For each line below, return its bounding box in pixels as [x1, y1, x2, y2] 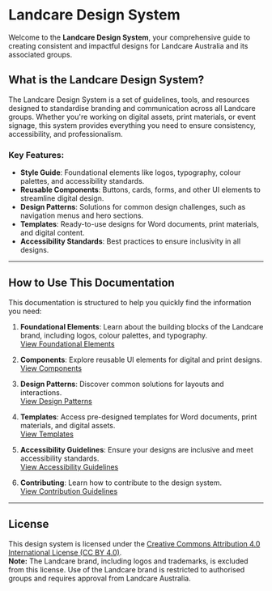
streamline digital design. [19, 193, 104, 203]
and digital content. [19, 228, 85, 238]
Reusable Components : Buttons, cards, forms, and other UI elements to [19, 185, 261, 195]
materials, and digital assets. [19, 420, 116, 430]
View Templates [19, 429, 74, 439]
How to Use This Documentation [8, 276, 176, 290]
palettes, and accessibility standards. [19, 176, 145, 186]
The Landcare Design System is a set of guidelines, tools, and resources [8, 95, 250, 104]
